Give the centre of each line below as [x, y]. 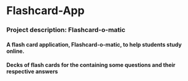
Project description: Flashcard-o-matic [66, 30]
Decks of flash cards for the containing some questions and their [91, 65]
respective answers [32, 72]
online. [15, 51]
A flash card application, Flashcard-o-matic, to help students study [94, 44]
